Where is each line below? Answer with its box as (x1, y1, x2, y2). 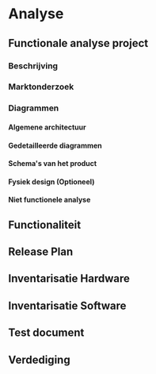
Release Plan (8, 245, 74, 259)
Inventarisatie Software (8, 299, 127, 312)
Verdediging (8, 353, 70, 366)
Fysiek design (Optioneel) (8, 176, 95, 187)
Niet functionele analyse (8, 195, 91, 205)
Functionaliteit (8, 218, 82, 231)
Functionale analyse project (8, 37, 149, 50)
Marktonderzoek (8, 81, 74, 92)
